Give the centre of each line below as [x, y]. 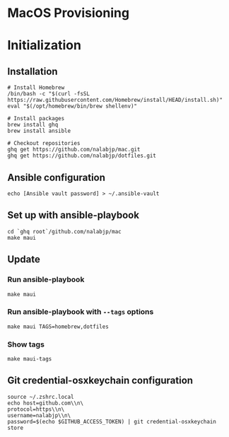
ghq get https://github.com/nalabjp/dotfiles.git [82, 156]
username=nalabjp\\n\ [39, 415]
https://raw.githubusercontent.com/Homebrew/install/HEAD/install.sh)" [115, 100]
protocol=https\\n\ [36, 409]
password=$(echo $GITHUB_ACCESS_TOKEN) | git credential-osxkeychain [112, 421]
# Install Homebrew [36, 88]
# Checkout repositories [44, 144]
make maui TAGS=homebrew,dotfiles [58, 327]
